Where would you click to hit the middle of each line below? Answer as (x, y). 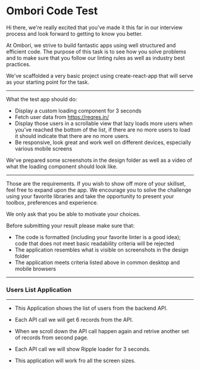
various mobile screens (43, 148)
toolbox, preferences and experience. (52, 202)
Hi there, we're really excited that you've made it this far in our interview (94, 27)
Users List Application (39, 290)
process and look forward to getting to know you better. (74, 33)
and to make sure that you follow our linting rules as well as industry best (96, 58)
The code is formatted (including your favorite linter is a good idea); (98, 237)
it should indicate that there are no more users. (72, 136)
